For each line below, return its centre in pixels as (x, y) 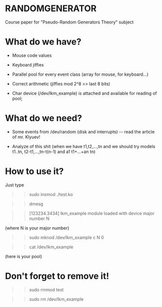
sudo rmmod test (46, 289)
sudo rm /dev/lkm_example (56, 299)
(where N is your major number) (37, 228)
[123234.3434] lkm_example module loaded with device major (92, 213)
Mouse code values (32, 55)
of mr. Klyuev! (26, 137)
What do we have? (43, 42)
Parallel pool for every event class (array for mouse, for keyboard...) (80, 74)
